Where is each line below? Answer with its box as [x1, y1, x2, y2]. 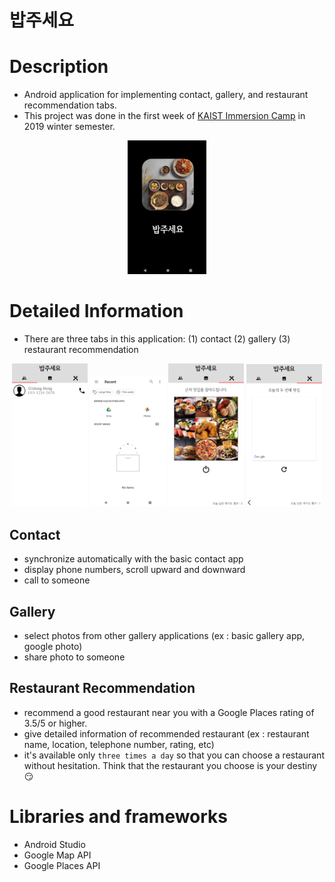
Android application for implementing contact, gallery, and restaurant [23, 89, 309, 101]
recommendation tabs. [23, 99, 117, 111]
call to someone [23, 574, 91, 586]
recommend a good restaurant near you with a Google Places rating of [23, 706, 315, 718]
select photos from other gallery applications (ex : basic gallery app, [23, 630, 306, 642]
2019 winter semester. [23, 121, 116, 133]
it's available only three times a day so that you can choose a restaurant [23, 749, 325, 761]
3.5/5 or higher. [23, 717, 88, 729]
